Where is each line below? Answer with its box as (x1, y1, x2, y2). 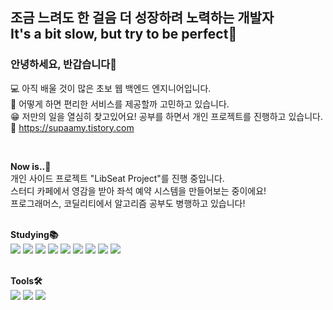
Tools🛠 (10, 274, 43, 287)
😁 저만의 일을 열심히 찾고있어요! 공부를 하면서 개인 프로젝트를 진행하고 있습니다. (10, 110, 323, 122)
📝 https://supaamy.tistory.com (10, 121, 135, 133)
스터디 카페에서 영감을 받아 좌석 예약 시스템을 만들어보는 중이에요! (10, 184, 267, 197)
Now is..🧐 (10, 160, 52, 172)
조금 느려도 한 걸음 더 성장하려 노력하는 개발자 (10, 9, 275, 27)
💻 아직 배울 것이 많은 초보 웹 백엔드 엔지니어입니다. (10, 82, 212, 94)
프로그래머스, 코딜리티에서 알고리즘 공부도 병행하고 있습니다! (10, 197, 246, 209)
